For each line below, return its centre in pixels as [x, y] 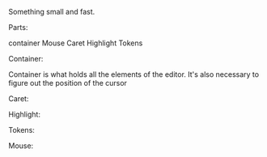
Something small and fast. [52, 12]
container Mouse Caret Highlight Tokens [76, 43]
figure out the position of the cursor [68, 83]
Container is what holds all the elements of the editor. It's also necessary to [134, 74]
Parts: [18, 27]
